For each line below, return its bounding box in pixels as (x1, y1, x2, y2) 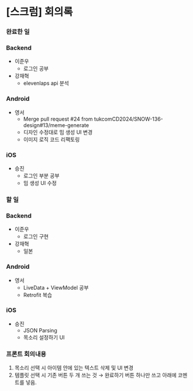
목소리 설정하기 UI (23, 334, 65, 341)
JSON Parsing (23, 327, 57, 334)
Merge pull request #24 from (23, 115, 93, 122)
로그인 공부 (23, 65, 49, 72)
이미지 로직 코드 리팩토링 (23, 136, 80, 143)
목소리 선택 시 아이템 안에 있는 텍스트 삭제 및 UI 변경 (14, 364, 133, 372)
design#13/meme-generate (23, 121, 89, 129)
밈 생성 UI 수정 (23, 180, 57, 186)
